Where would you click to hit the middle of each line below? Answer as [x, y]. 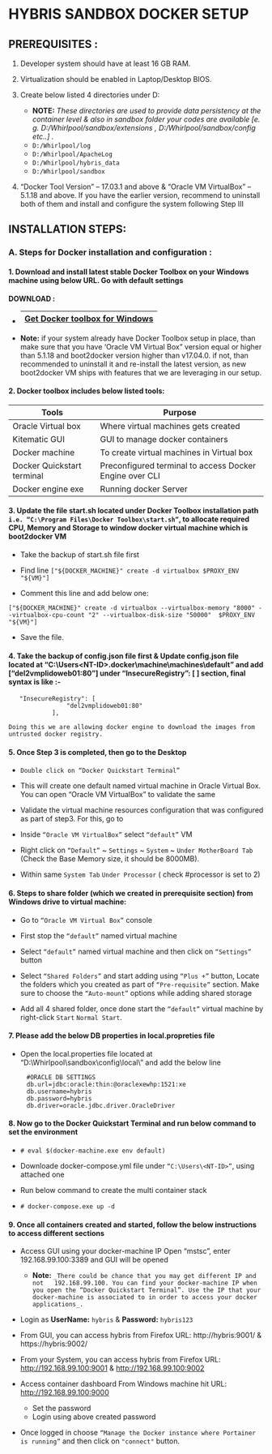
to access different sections [57, 1233]
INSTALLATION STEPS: [68, 229]
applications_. [57, 1305]
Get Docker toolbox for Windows [89, 319]
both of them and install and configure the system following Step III [132, 204]
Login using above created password [94, 1417]
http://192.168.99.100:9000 [64, 1392]
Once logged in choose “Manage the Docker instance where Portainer [138, 1433]
